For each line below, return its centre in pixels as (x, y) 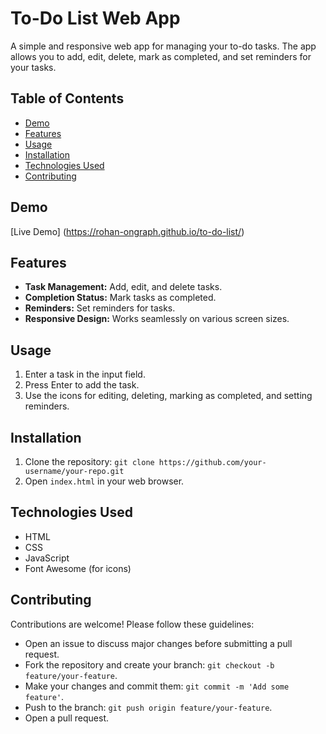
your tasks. (33, 67)
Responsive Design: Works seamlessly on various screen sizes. (157, 319)
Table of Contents (67, 98)
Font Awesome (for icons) (78, 568)
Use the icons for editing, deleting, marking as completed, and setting (168, 396)
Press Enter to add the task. (82, 385)
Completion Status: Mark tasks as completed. (120, 298)
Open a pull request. (67, 718)
